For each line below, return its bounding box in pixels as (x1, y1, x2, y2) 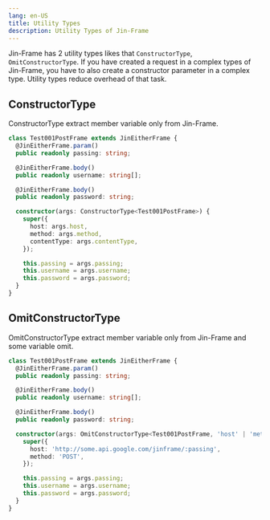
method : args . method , (29, 230, 103, 238)
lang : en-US (8, 11, 48, 20)
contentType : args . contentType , (29, 238, 138, 246)
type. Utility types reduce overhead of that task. (8, 74, 167, 84)
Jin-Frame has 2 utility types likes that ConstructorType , (8, 49, 193, 59)
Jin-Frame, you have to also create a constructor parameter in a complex (8, 66, 251, 75)
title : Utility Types (8, 19, 81, 27)
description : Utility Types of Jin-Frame (8, 26, 149, 35)
